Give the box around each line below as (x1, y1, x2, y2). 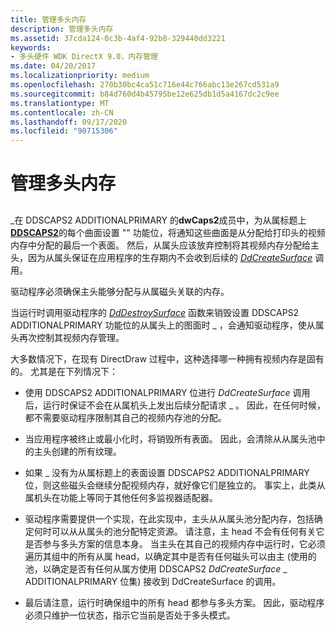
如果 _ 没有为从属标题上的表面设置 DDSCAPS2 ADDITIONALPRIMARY (24, 466, 310, 478)
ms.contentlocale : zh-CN (10, 107, 114, 118)
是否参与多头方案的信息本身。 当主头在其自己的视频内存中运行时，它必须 (24, 537, 326, 550)
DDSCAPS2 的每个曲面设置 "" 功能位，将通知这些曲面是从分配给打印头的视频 (10, 226, 326, 238)
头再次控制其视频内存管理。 (10, 331, 125, 343)
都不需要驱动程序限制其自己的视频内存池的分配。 (24, 411, 227, 423)
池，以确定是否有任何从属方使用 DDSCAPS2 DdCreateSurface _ (24, 562, 288, 575)
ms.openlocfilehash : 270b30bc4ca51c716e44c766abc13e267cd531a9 (10, 80, 280, 90)
